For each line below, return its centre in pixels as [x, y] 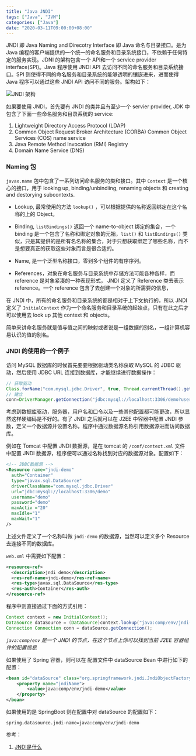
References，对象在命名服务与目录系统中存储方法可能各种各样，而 [94, 273]
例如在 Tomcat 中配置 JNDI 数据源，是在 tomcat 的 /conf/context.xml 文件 [96, 446]
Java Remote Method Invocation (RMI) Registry [71, 145]
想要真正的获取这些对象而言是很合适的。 [68, 248]
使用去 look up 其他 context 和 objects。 [64, 315]
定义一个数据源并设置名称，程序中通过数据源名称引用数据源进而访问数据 [103, 426]
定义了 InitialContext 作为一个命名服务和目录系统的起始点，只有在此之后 [95, 307]
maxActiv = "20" [30, 508]
